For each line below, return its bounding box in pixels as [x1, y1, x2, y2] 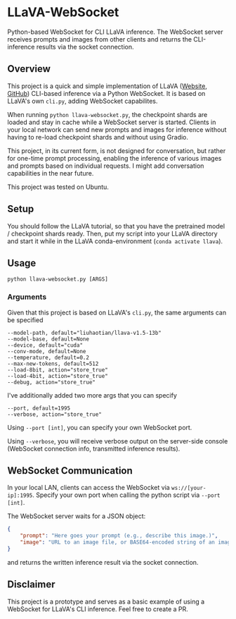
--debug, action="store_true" [7, 379, 96, 386]
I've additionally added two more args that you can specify [7, 391, 178, 399]
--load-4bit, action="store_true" [7, 372, 109, 379]
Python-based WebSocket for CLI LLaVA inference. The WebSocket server [7, 27, 223, 36]
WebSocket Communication [7, 465, 133, 477]
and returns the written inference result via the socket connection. [7, 558, 199, 566]
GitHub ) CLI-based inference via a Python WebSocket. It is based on [7, 89, 206, 97]
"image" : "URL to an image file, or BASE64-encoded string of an [20, 539, 216, 546]
